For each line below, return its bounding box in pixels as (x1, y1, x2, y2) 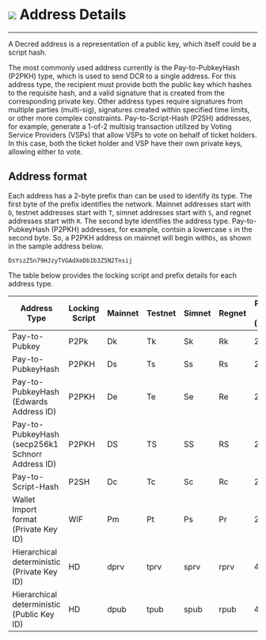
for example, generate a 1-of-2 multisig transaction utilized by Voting (8, 121, 232, 131)
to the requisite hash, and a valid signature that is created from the (8, 88, 226, 97)
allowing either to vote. (8, 146, 83, 156)
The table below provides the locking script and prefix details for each (8, 271, 237, 280)
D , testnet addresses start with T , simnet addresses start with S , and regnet (8, 207, 252, 217)
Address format (8, 170, 88, 184)
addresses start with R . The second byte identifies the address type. (8, 216, 231, 225)
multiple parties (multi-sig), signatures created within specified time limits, (8, 104, 250, 114)
